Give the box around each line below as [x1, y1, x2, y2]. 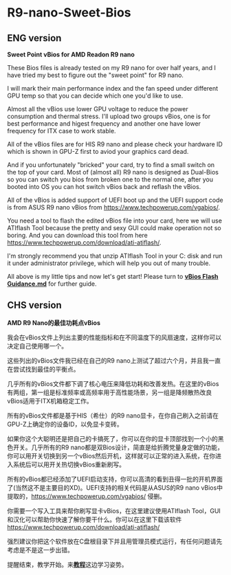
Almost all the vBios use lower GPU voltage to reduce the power [7, 105, 188, 113]
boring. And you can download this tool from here [7, 232, 148, 239]
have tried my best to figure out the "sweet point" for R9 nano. [7, 71, 184, 79]
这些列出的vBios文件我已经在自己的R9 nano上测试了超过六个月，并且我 [7, 356, 209, 365]
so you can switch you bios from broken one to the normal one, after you [7, 175, 214, 183]
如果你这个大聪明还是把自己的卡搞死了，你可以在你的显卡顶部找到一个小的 [7, 434, 218, 442]
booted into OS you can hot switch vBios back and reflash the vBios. [7, 183, 201, 190]
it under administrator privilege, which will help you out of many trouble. [7, 259, 211, 267]
